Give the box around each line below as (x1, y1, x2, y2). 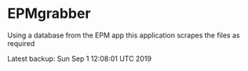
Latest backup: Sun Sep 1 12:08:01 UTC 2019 (7, 54, 152, 63)
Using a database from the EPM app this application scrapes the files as (7, 30, 240, 40)
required (7, 38, 35, 48)
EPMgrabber (7, 5, 91, 23)
